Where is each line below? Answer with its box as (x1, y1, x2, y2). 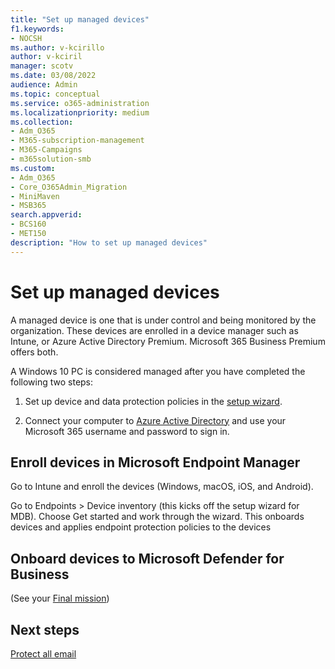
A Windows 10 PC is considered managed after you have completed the (10, 365, 306, 377)
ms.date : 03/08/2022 (10, 71, 97, 81)
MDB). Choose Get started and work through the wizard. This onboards (10, 511, 305, 523)
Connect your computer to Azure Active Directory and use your (24, 414, 287, 426)
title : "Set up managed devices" (10, 14, 150, 25)
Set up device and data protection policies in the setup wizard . (24, 395, 283, 407)
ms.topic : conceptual (10, 89, 101, 99)
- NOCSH (10, 33, 43, 43)
